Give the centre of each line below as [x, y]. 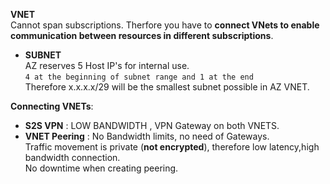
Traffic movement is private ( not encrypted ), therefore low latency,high [172, 147]
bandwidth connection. [72, 157]
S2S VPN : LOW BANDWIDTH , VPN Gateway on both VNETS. [152, 125]
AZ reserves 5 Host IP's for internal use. [107, 65]
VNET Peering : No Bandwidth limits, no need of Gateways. [147, 136]
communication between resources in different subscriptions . [142, 35]
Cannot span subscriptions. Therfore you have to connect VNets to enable [165, 25]
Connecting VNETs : [52, 106]
